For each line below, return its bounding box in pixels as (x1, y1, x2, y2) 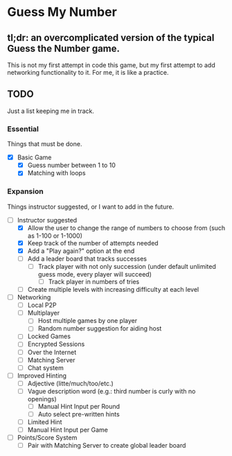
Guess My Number (7, 4, 118, 20)
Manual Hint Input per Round (37, 402, 120, 410)
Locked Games (27, 332, 71, 340)
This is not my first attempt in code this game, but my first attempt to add (7, 61, 216, 69)
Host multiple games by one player (37, 317, 137, 325)
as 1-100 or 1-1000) (27, 231, 83, 240)
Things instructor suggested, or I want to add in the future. (7, 202, 175, 211)
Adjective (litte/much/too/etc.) (27, 379, 114, 387)
